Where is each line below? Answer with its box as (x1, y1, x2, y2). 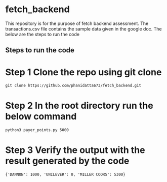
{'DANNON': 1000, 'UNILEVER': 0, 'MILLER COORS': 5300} (5, 172, 126, 177)
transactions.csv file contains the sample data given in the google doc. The (5, 25, 162, 32)
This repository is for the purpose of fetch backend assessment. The (5, 20, 149, 26)
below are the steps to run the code (5, 31, 80, 37)
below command (5, 111, 77, 123)
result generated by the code (5, 155, 130, 167)
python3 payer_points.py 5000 (5, 128, 69, 133)
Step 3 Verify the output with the (5, 144, 145, 156)
